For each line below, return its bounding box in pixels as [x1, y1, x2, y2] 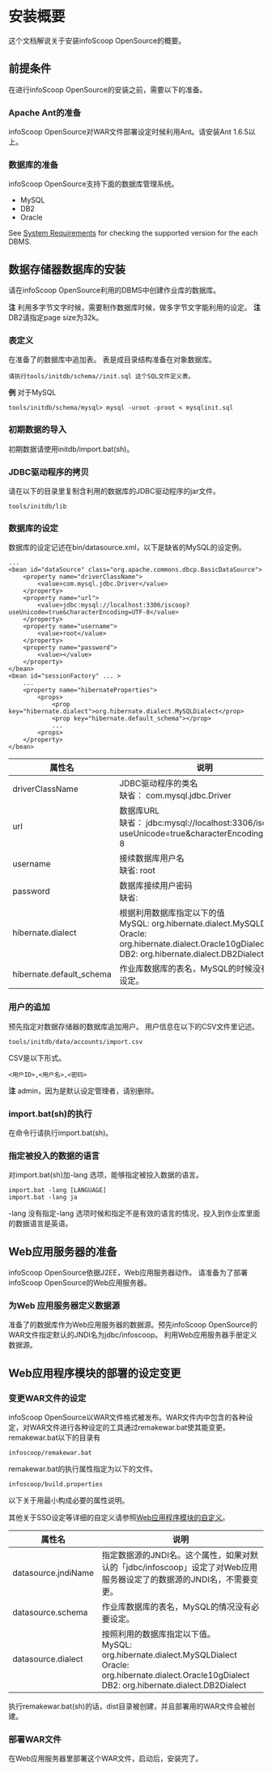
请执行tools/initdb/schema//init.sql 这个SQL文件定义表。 [8, 373, 195, 381]
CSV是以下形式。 [8, 1053, 66, 1062]
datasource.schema [12, 1607, 88, 1618]
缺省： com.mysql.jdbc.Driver [119, 790, 232, 802]
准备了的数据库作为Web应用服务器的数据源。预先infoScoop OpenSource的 [8, 1320, 257, 1330]
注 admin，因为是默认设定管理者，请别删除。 [8, 1086, 159, 1096]
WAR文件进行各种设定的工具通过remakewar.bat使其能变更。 [29, 1423, 231, 1433]
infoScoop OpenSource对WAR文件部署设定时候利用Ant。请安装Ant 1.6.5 [8, 127, 249, 137]
